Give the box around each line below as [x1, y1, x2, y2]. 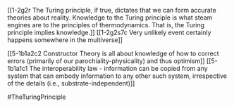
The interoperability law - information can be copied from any [29, 65, 208, 72]
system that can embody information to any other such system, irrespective [7, 72, 228, 80]
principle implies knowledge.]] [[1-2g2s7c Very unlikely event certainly [7, 28, 211, 36]
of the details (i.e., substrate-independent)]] [7, 79, 135, 87]
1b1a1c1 [7, 65, 28, 72]
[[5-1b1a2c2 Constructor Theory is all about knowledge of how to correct [7, 49, 219, 58]
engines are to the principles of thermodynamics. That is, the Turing [7, 21, 205, 29]
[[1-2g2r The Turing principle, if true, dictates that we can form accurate [7, 6, 216, 14]
